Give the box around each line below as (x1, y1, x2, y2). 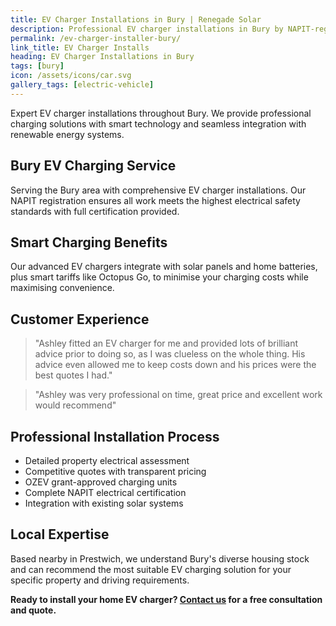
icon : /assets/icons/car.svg (10, 71, 132, 81)
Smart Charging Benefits (10, 234, 168, 251)
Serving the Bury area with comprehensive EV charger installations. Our (10, 184, 307, 196)
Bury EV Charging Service (10, 157, 177, 175)
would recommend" (34, 399, 117, 411)
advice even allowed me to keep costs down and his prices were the (34, 359, 317, 371)
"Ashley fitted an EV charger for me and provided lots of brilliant (34, 337, 299, 350)
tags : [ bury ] (10, 61, 65, 71)
